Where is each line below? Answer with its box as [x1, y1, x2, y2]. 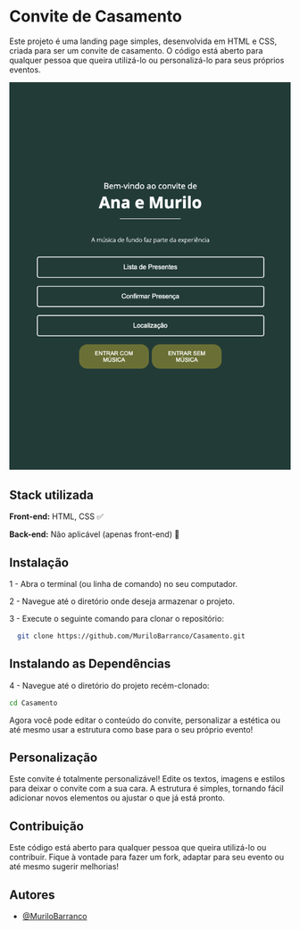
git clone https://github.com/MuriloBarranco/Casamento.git [17, 632, 246, 641]
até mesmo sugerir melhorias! [9, 861, 119, 872]
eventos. [9, 64, 42, 75]
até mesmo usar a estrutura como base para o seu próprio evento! [9, 724, 254, 734]
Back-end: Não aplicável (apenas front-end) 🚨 [9, 529, 180, 540]
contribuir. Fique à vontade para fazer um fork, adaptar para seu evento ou [9, 851, 285, 863]
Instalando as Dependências [9, 657, 171, 672]
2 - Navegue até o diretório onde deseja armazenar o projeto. [9, 596, 235, 607]
